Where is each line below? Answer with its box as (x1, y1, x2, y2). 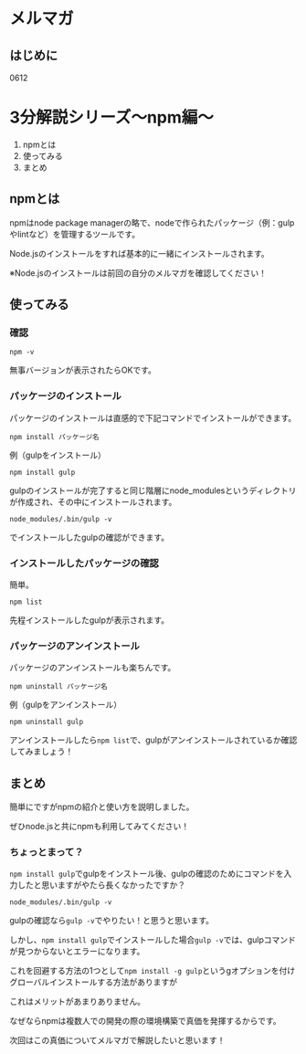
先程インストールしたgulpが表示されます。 (9, 615, 170, 626)
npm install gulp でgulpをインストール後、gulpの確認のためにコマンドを (9, 869, 284, 880)
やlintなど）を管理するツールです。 (9, 228, 140, 239)
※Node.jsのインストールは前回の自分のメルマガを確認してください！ (9, 267, 268, 279)
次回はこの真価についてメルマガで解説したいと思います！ (9, 1035, 226, 1046)
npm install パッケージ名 (9, 432, 100, 441)
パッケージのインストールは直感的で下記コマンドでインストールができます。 (9, 412, 297, 423)
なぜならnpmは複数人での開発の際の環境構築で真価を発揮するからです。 (9, 1016, 281, 1027)
